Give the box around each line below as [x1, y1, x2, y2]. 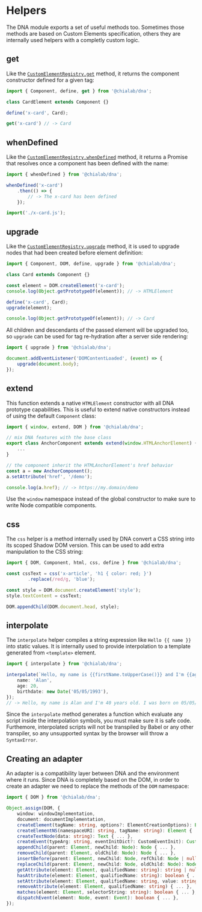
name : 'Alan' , [17, 677, 52, 683]
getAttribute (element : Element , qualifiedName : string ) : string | [17, 867, 187, 873]
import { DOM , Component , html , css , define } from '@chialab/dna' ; [6, 560, 182, 566]
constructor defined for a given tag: [6, 76, 94, 83]
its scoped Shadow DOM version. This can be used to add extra [6, 542, 164, 549]
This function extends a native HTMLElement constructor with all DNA [6, 399, 174, 407]
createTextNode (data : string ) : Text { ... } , [17, 833, 133, 839]
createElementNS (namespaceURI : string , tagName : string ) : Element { [17, 828, 192, 834]
